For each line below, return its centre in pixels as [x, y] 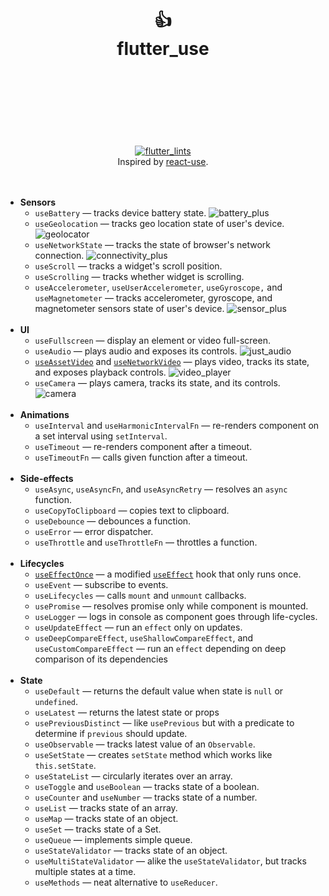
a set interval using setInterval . [101, 436]
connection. [59, 255]
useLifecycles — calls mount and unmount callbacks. [140, 595]
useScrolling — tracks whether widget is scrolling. [139, 276]
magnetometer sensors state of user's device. [129, 308]
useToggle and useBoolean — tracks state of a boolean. [147, 786]
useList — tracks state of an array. [106, 807]
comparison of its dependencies [101, 659]
